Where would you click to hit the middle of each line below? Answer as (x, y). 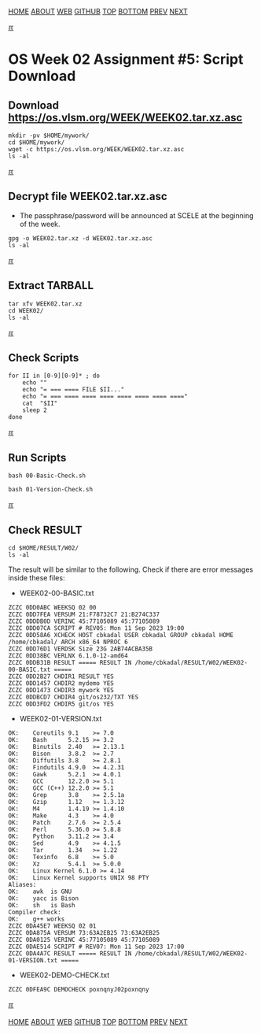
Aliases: (22, 885)
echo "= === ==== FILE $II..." (74, 390)
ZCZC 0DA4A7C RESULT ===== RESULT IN (70, 954)
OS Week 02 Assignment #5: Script (126, 59)
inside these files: (37, 578)
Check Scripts (44, 358)
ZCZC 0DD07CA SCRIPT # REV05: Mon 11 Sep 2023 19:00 (96, 628)
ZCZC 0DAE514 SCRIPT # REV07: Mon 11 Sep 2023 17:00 (96, 947)
